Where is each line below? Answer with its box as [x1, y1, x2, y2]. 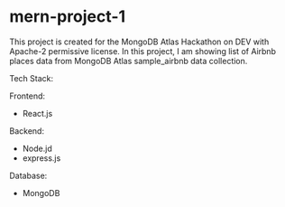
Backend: [9, 125, 45, 136]
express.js [22, 152, 61, 164]
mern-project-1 [9, 6, 126, 27]
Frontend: [9, 90, 46, 101]
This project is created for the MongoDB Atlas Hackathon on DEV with [9, 36, 270, 47]
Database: [9, 170, 48, 181]
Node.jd [22, 143, 52, 154]
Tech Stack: [9, 72, 54, 83]
